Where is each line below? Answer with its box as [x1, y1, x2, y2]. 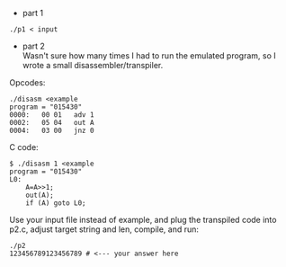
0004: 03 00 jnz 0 [9, 126, 94, 135]
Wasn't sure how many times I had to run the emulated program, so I [22, 50, 276, 61]
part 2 [22, 40, 45, 51]
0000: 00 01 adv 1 [9, 111, 94, 120]
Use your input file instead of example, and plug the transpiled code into [9, 215, 277, 225]
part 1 [22, 8, 44, 18]
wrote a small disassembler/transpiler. [22, 60, 164, 70]
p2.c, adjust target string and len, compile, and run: [9, 224, 200, 235]
